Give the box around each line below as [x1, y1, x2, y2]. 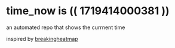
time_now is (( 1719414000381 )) [6, 4, 170, 18]
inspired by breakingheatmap [6, 35, 79, 42]
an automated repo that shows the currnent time [6, 24, 125, 31]
